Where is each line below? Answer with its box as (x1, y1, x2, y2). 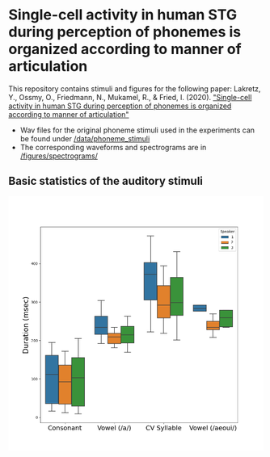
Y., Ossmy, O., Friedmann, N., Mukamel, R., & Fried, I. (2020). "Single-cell (8, 92, 252, 102)
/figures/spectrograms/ (19, 151, 99, 161)
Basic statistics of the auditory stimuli (8, 174, 204, 188)
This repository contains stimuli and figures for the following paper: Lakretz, (8, 83, 261, 94)
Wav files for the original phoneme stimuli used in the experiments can (19, 125, 255, 135)
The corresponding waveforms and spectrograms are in (19, 142, 207, 152)
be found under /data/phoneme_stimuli (19, 133, 150, 143)
